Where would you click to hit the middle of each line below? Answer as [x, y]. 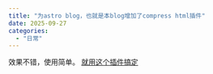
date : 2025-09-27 [38, 23]
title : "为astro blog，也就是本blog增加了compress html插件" [107, 16]
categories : [28, 31]
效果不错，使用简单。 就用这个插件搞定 [73, 62]
